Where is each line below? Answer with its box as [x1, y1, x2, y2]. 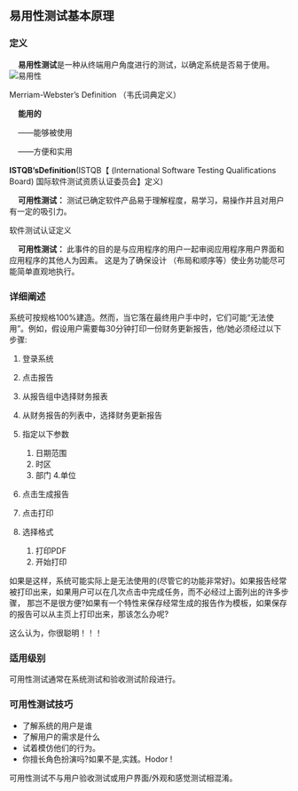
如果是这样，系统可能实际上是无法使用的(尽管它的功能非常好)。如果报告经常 [9, 575, 287, 586]
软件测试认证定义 [9, 225, 72, 236]
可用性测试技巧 [9, 699, 74, 711]
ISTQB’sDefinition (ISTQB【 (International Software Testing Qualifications [9, 164, 277, 175]
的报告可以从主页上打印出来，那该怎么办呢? [9, 608, 169, 619]
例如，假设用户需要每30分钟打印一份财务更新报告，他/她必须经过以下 [27, 323, 282, 333]
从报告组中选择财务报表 [21, 390, 108, 402]
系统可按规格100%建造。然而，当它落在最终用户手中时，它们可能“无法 [9, 312, 267, 323]
